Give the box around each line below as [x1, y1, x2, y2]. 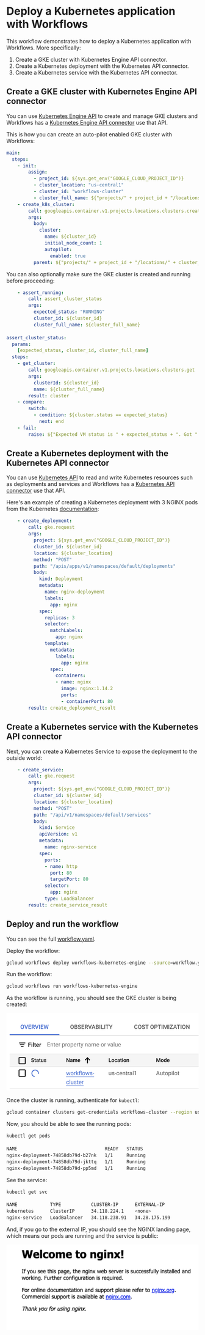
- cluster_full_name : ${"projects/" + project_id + [33, 194, 168, 201]
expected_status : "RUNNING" [33, 309, 105, 315]
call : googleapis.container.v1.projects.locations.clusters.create [28, 208, 203, 214]
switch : [28, 405, 48, 412]
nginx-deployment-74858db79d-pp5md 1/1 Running [6, 1165, 146, 1171]
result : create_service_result [28, 902, 108, 908]
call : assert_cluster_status [28, 296, 103, 302]
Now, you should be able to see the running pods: [6, 1120, 131, 1128]
